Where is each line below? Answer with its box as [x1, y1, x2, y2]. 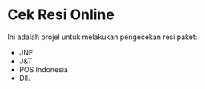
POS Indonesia [18, 64, 69, 74]
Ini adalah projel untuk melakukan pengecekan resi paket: [7, 32, 198, 42]
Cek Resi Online [7, 6, 115, 24]
